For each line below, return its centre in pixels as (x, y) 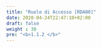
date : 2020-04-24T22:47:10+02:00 (49, 18)
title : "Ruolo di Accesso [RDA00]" (51, 12)
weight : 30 (21, 29)
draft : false (23, 23)
